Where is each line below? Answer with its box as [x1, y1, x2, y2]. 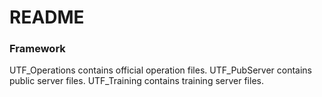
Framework [9, 42, 66, 56]
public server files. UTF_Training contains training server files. [9, 75, 264, 87]
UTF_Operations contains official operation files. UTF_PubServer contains [9, 64, 312, 76]
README [9, 6, 85, 29]
